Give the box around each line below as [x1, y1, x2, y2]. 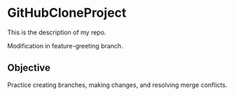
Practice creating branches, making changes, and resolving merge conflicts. [7, 81, 228, 89]
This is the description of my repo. [7, 28, 106, 36]
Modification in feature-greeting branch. [7, 41, 124, 50]
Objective [7, 62, 51, 74]
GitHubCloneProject [7, 5, 127, 21]
